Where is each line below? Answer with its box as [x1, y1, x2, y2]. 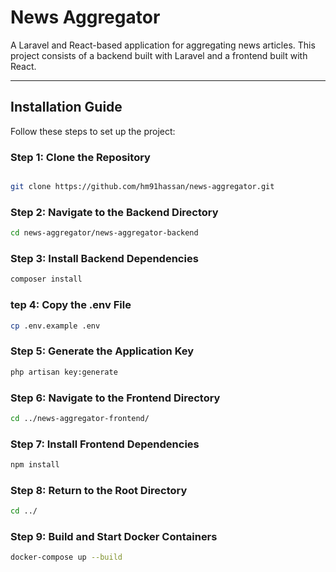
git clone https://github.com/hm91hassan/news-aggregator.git [10, 182, 275, 192]
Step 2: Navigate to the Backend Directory [10, 205, 219, 219]
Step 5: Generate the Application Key [10, 344, 195, 358]
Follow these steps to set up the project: [10, 125, 176, 137]
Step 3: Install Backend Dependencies [10, 252, 199, 266]
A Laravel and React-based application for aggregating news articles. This [10, 39, 316, 51]
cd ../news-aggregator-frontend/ [10, 413, 150, 423]
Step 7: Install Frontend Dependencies [10, 437, 200, 451]
